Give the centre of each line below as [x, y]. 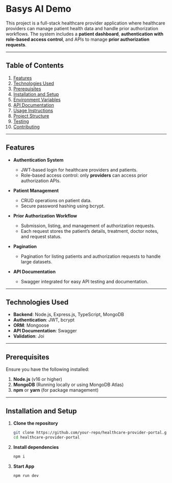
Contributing [26, 127]
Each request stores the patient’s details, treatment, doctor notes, [90, 231]
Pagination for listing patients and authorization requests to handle [91, 256]
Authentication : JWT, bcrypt [44, 320]
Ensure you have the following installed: [48, 369]
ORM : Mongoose [31, 325]
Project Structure [31, 116]
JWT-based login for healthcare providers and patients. [79, 170]
